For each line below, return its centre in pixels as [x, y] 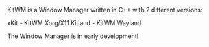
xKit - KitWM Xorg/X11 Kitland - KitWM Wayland [74, 23]
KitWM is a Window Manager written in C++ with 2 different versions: [105, 10]
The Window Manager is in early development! [73, 36]
